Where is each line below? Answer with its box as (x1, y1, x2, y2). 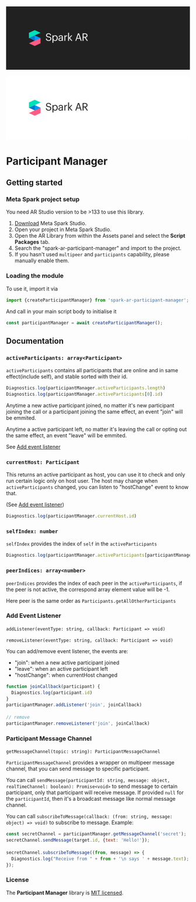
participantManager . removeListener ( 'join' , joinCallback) (6, 721, 150, 726)
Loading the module (6, 272, 64, 280)
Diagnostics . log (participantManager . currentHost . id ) (6, 513, 137, 519)
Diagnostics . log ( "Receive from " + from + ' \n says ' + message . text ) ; (11, 856, 190, 862)
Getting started (6, 178, 63, 188)
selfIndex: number (6, 528, 58, 534)
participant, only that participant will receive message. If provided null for (6, 789, 184, 796)
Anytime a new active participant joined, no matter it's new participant (6, 402, 174, 409)
